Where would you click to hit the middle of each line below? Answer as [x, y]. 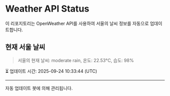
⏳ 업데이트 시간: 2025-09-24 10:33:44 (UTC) [51, 71]
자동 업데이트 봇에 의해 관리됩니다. [39, 88]
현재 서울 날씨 [25, 47]
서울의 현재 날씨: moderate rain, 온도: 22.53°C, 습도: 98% [76, 60]
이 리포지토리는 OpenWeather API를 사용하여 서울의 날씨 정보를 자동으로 [77, 23]
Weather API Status [47, 9]
